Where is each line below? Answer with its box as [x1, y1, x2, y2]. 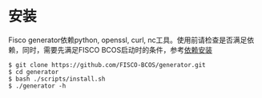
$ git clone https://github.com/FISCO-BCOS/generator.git [8, 61, 206, 69]
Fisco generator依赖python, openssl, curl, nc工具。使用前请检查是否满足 [8, 35, 248, 45]
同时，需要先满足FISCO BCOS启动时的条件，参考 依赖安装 [22, 45, 212, 54]
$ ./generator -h [8, 81, 67, 90]
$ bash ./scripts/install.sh [8, 75, 106, 83]
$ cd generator [8, 68, 59, 76]
